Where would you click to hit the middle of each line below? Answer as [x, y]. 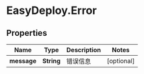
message [23, 61]
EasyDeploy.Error [52, 11]
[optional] [121, 61]
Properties [27, 33]
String [51, 61]
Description [84, 50]
